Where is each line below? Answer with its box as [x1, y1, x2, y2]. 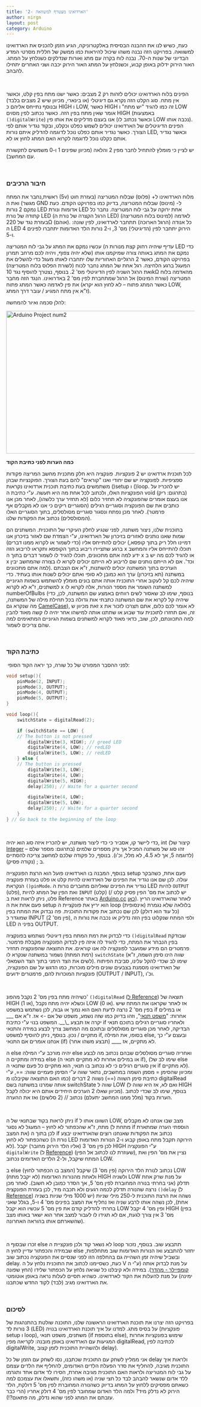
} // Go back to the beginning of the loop [6, 816, 117, 822]
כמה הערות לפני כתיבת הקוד [6, 458, 74, 465]
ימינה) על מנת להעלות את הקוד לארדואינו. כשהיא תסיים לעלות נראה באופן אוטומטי [6, 1272, 193, 1280]
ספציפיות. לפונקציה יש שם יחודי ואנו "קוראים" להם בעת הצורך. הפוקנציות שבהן [6, 476, 183, 483]
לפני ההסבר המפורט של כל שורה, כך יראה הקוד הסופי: [7, 661, 130, 669]
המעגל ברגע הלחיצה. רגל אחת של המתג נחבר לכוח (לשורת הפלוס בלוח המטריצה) [6, 261, 190, 269]
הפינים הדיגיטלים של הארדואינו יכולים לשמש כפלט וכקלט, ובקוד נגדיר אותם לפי [6, 122, 184, 129]
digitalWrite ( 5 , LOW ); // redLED [28, 750, 111, 756]
